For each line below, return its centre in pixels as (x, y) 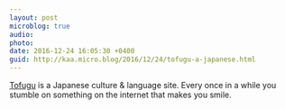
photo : (22, 43)
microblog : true (40, 26)
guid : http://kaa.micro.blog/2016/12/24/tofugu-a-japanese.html (133, 59)
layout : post (34, 18)
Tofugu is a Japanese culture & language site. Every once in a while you (143, 85)
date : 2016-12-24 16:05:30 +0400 (72, 51)
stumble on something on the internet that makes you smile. (120, 95)
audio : (22, 34)
